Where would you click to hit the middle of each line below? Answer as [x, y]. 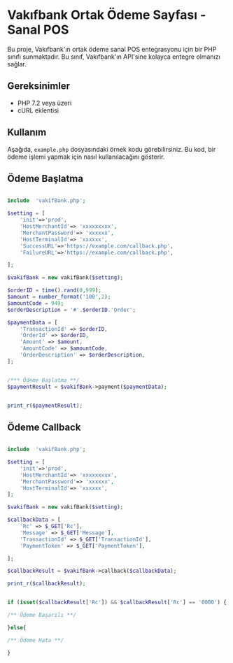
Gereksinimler [39, 86]
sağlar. [17, 64]
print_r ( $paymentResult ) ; [45, 406]
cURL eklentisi [38, 110]
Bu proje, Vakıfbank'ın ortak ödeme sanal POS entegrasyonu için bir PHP [112, 49]
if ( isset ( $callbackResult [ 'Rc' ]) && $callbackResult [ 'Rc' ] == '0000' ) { [117, 603]
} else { [17, 627]
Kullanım [27, 133]
